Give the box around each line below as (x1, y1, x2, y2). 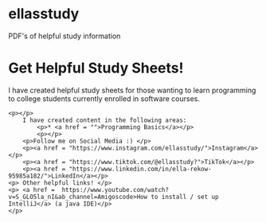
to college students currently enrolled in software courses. (8, 93, 201, 104)
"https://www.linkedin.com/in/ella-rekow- (68, 165, 213, 173)
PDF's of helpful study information (8, 31, 121, 41)
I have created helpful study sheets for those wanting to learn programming (8, 85, 256, 95)
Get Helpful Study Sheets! (8, 59, 184, 77)
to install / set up (151, 193, 219, 201)
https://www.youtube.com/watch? (61, 186, 170, 194)
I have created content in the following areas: (22, 116, 187, 124)
